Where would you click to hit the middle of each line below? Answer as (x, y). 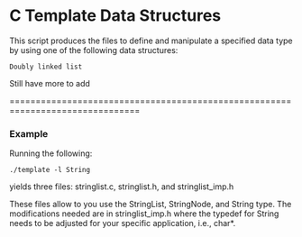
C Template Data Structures (115, 16)
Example (29, 133)
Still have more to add (50, 83)
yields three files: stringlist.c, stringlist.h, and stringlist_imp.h (122, 187)
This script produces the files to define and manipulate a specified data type (151, 41)
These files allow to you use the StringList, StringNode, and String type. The (151, 205)
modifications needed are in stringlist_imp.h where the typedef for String (144, 214)
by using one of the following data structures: (94, 50)
